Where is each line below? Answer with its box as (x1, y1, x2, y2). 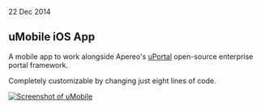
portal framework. (8, 60, 69, 69)
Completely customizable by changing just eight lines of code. (8, 76, 216, 86)
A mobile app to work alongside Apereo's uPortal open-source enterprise (8, 52, 254, 61)
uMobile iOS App (8, 30, 96, 44)
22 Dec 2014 (8, 7, 51, 16)
